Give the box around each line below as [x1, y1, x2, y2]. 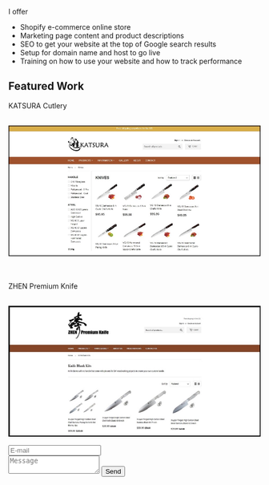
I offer [8, 7, 28, 16]
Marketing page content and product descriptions [19, 31, 184, 40]
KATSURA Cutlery [8, 100, 67, 111]
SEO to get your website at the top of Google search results [19, 39, 217, 49]
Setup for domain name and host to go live [19, 48, 161, 57]
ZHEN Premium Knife [8, 281, 78, 291]
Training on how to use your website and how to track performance [19, 56, 243, 66]
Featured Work [8, 79, 84, 93]
